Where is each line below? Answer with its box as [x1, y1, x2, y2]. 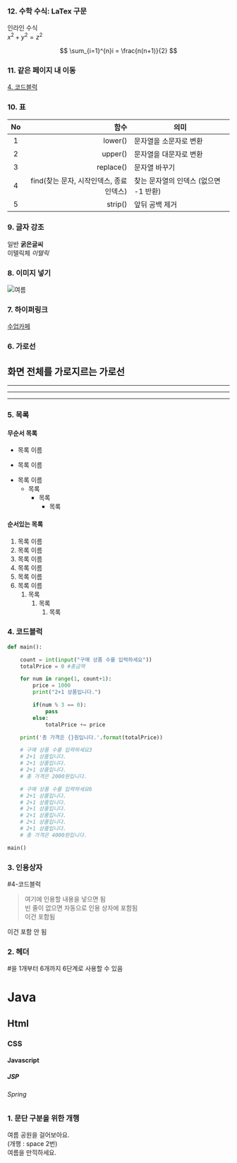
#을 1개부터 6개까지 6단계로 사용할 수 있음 [7, 964, 123, 973]
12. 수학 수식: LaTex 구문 [7, 6, 87, 16]
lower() [103, 136, 128, 146]
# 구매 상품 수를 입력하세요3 [20, 747, 92, 754]
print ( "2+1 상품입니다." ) [32, 689, 102, 696]
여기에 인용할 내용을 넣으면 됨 [24, 895, 106, 903]
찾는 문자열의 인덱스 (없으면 [133, 175, 221, 185]
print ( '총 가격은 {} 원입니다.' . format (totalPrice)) [20, 733, 164, 741]
